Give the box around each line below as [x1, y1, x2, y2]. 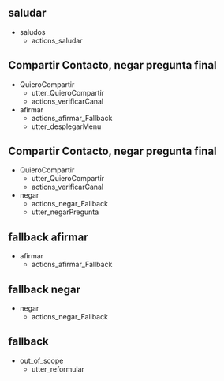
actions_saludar [31, 36, 83, 45]
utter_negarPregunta [31, 207, 99, 217]
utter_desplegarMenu [31, 122, 102, 131]
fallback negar [8, 282, 81, 296]
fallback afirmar [8, 230, 88, 243]
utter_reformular [31, 364, 85, 374]
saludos [19, 27, 46, 36]
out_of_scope [19, 356, 64, 365]
